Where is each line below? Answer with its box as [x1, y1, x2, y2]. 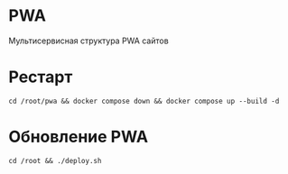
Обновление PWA [8, 127, 149, 147]
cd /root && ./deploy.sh [8, 156, 102, 165]
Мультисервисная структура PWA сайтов [8, 35, 169, 46]
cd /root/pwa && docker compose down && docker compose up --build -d [8, 96, 280, 105]
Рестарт [8, 67, 73, 87]
